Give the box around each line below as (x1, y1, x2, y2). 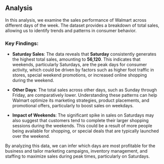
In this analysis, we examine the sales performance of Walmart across (5, 17, 147, 23)
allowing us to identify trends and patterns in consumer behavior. (5, 27, 137, 34)
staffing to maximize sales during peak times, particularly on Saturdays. (5, 153, 150, 160)
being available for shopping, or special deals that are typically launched (12, 128, 159, 134)
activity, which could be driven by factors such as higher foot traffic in (12, 67, 154, 73)
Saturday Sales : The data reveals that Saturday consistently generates (12, 51, 157, 57)
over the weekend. (12, 133, 50, 139)
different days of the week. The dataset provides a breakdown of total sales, (5, 22, 160, 28)
